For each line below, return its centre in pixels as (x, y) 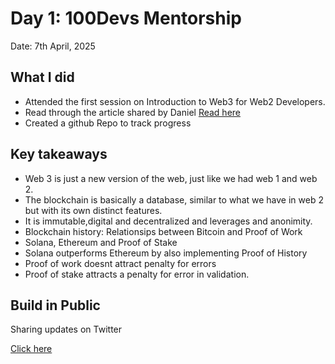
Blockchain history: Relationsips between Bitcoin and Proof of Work (163, 231)
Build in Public (55, 305)
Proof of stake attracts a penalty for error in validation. (137, 274)
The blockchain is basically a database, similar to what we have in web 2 (174, 199)
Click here (31, 349)
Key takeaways (59, 154)
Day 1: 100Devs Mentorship (126, 18)
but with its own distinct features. (93, 210)
